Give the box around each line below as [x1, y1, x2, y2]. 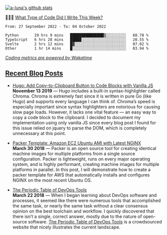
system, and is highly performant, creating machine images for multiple [12, 161, 159, 167]
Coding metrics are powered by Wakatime [5, 55, 92, 60]
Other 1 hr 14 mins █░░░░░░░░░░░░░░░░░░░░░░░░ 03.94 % [5, 46, 149, 51]
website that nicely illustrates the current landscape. [12, 224, 120, 230]
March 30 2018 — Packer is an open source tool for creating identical [12, 145, 156, 151]
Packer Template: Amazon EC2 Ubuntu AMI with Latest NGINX [12, 140, 141, 146]
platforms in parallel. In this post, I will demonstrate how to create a [12, 166, 151, 172]
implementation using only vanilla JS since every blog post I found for [12, 119, 156, 125]
